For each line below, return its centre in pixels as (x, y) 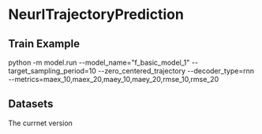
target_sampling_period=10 (52, 71)
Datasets (31, 104)
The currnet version (41, 123)
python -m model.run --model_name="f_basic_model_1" (99, 62)
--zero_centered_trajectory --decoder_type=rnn (176, 71)
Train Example (44, 44)
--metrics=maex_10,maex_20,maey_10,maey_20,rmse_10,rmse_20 (114, 79)
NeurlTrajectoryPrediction (96, 15)
